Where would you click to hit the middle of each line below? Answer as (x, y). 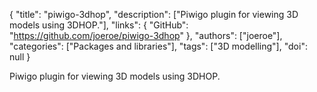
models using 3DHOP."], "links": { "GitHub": (99, 25)
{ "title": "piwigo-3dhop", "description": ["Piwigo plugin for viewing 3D (154, 14)
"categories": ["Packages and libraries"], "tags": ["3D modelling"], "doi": (158, 46)
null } (20, 57)
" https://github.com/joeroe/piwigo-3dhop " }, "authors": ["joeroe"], (146, 35)
